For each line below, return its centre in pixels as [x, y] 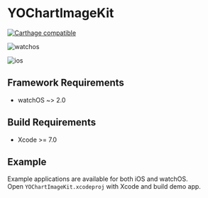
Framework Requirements [66, 83]
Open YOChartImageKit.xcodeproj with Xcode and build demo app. [104, 187]
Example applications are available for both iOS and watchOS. [98, 179]
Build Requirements [52, 123]
